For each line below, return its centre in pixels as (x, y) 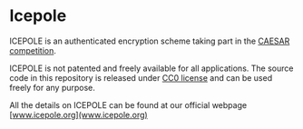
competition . (33, 50)
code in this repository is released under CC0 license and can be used (141, 77)
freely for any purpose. (52, 87)
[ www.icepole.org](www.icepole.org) (78, 114)
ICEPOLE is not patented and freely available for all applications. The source (151, 68)
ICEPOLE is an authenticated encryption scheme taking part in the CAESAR (150, 41)
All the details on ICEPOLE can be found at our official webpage (128, 104)
